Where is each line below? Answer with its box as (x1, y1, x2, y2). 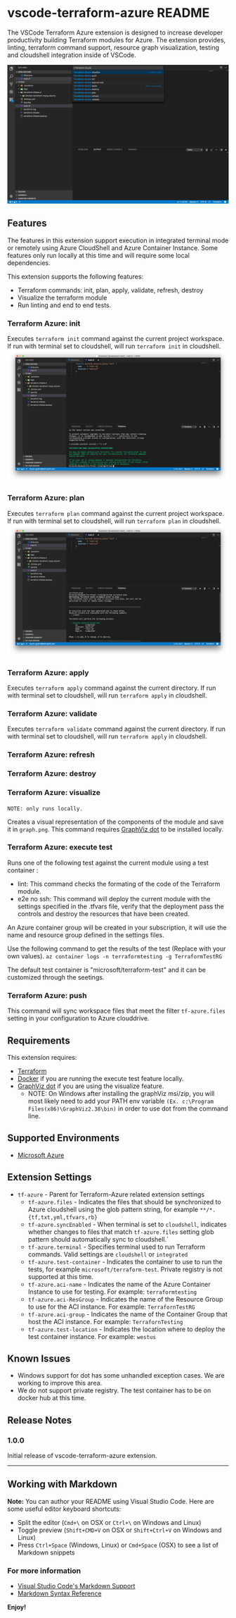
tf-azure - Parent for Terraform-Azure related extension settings (17, 1190, 205, 1199)
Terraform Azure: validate (7, 709, 98, 719)
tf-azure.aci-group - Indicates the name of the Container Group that (27, 1309, 228, 1319)
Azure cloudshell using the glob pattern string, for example (27, 1205, 199, 1213)
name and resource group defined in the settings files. (7, 930, 164, 939)
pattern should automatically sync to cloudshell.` (27, 1235, 169, 1243)
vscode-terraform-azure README (7, 5, 210, 21)
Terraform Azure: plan (7, 493, 85, 503)
